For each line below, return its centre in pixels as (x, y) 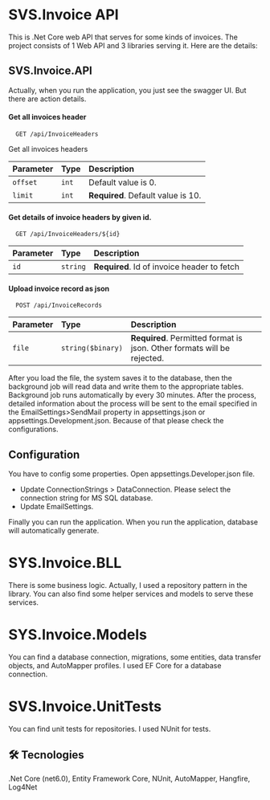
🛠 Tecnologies (46, 755)
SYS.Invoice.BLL (65, 563)
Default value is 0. (122, 182)
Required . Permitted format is (186, 338)
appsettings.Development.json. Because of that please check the (116, 421)
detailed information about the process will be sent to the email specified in (133, 404)
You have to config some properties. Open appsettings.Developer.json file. (132, 474)
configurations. (33, 429)
